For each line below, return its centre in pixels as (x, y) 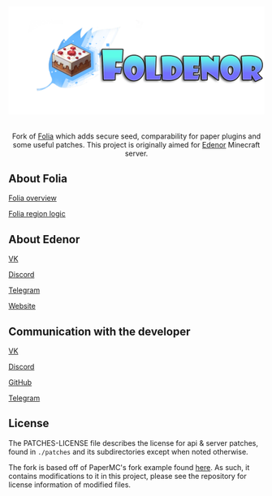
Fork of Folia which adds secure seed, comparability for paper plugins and (136, 136)
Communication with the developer (99, 331)
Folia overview (32, 198)
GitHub (20, 383)
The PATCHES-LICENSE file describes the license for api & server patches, (133, 443)
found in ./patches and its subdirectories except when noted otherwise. (129, 451)
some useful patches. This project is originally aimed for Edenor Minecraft (136, 144)
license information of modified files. (70, 485)
